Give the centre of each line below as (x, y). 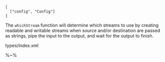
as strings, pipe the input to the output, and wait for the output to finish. (79, 36)
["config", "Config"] (33, 11)
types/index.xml (22, 45)
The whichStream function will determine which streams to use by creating (82, 25)
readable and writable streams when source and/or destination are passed (83, 30)
